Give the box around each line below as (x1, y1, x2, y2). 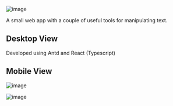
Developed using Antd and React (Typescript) (6, 49, 115, 56)
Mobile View (6, 66, 52, 76)
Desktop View (6, 34, 58, 44)
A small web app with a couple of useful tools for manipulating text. (6, 17, 168, 23)
